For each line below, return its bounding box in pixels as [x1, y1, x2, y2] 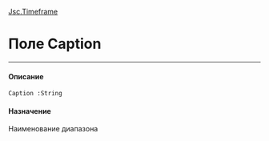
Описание [8, 71, 44, 81]
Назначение [8, 106, 52, 115]
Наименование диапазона [8, 124, 98, 134]
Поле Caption [8, 35, 102, 53]
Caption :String [8, 90, 62, 98]
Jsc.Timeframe [8, 7, 58, 16]
